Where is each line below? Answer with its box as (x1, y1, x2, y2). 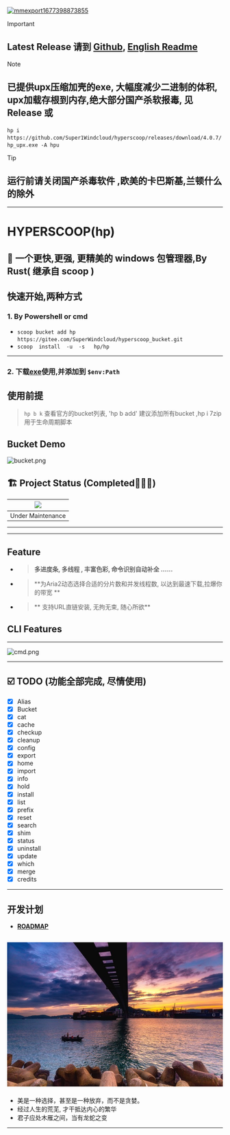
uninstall (16, 844, 41, 852)
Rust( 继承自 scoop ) (7, 266, 94, 277)
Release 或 (7, 107, 53, 119)
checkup (16, 728, 42, 736)
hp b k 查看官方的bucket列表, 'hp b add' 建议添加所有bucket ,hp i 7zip (23, 410, 222, 418)
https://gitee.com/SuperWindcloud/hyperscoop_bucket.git (16, 336, 183, 342)
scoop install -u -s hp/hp (16, 343, 110, 350)
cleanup (16, 736, 40, 745)
